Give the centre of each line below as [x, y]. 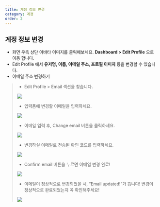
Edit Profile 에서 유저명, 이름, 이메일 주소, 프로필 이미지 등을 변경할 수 [77, 64]
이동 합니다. [23, 58]
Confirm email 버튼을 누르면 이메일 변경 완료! [67, 164]
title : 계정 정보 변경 [25, 9]
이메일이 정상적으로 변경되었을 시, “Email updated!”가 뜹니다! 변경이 [89, 184]
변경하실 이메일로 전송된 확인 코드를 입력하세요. [69, 145]
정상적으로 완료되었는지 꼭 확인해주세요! [62, 190]
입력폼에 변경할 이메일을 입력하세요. [58, 106]
